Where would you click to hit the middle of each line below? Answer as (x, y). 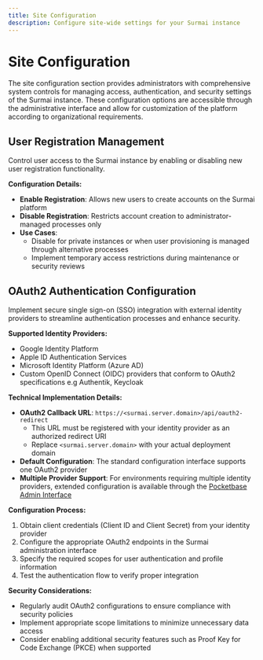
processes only (77, 224)
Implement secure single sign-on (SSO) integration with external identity (125, 310)
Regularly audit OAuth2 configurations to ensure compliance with (125, 606)
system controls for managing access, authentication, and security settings (130, 92)
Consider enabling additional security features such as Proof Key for (130, 640)
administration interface (58, 551)
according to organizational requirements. (76, 117)
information (38, 567)
